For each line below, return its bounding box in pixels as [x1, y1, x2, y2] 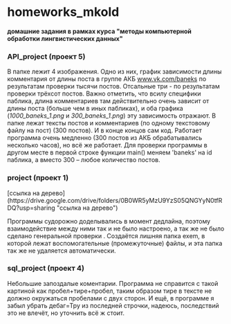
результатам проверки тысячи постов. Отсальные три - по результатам [7, 82, 220, 91]
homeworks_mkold [7, 4, 120, 20]
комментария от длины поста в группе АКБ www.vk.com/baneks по [7, 75, 207, 83]
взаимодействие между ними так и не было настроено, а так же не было [7, 224, 225, 233]
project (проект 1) [7, 173, 69, 183]
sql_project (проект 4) [7, 264, 85, 273]
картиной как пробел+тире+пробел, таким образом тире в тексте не [7, 287, 212, 295]
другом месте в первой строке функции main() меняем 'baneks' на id [7, 148, 212, 156]
